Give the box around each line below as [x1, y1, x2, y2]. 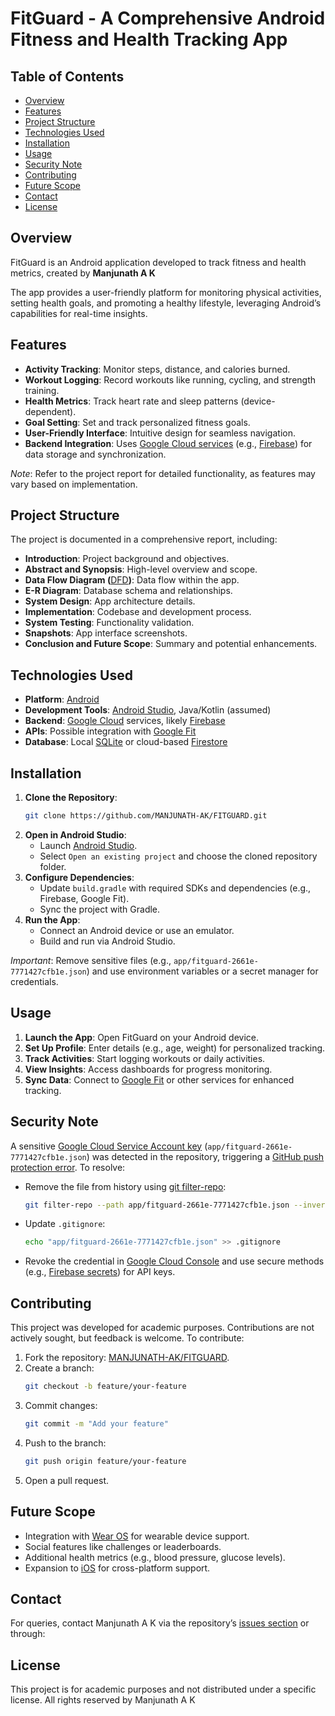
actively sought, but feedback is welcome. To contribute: [10, 1332, 245, 1344]
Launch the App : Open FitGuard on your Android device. [24, 1031, 260, 1043]
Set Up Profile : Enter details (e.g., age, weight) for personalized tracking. [24, 1042, 326, 1054]
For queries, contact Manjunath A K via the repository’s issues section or [10, 1617, 310, 1629]
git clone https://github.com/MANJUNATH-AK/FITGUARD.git [24, 811, 268, 821]
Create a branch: [24, 1362, 95, 1374]
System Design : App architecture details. [24, 595, 196, 607]
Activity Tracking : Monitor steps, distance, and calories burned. [24, 363, 291, 375]
